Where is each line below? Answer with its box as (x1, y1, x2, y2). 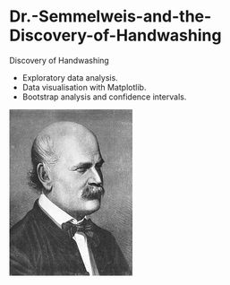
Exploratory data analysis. (21, 72, 118, 82)
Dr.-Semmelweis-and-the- (9, 6, 212, 27)
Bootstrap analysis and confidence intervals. (21, 91, 187, 102)
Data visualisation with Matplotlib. (21, 82, 147, 92)
